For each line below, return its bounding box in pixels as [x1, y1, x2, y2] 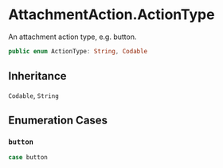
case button [8, 154, 48, 162]
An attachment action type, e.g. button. [8, 32, 137, 41]
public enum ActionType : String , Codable [8, 47, 148, 55]
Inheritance [8, 69, 67, 83]
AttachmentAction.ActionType [8, 6, 215, 24]
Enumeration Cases [8, 114, 108, 127]
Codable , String [8, 90, 60, 100]
